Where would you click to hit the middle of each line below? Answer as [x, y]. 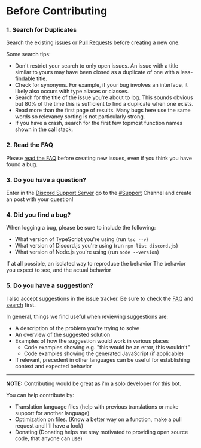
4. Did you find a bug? [39, 215]
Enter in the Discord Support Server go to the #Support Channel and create [99, 193]
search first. [21, 305]
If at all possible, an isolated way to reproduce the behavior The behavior [96, 264]
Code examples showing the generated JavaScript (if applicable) [104, 353]
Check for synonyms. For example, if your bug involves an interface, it [101, 85]
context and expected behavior [53, 366]
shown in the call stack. [44, 129]
